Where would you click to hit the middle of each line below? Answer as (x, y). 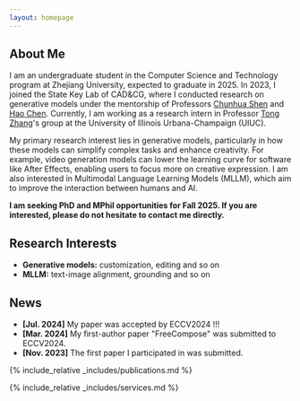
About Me (37, 54)
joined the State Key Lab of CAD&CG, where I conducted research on (137, 94)
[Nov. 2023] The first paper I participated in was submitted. (133, 353)
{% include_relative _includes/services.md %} (94, 388)
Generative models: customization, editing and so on (121, 265)
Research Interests (63, 243)
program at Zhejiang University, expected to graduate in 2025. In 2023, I (142, 85)
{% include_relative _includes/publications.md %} (101, 370)
